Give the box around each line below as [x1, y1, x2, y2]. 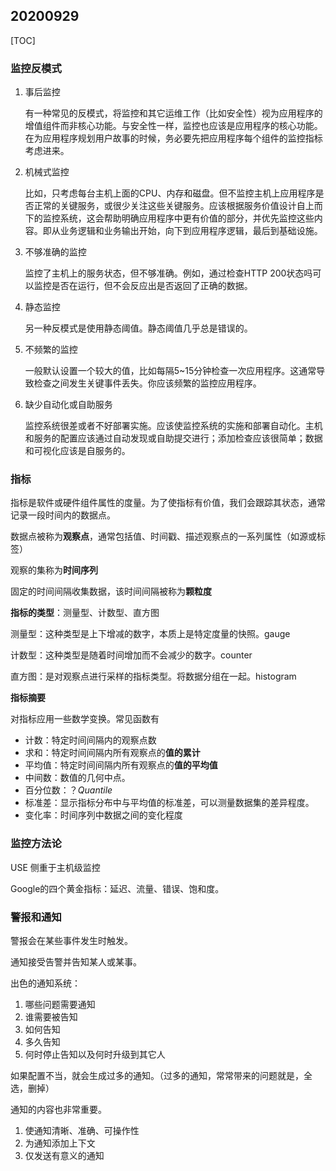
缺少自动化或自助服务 [24, 399, 113, 411]
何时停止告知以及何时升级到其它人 [24, 1049, 166, 1060]
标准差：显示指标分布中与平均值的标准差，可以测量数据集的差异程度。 [24, 797, 315, 809]
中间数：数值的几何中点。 [24, 772, 131, 784]
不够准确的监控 [24, 246, 87, 258]
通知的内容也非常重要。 [10, 1104, 107, 1115]
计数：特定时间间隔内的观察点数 [24, 734, 157, 746]
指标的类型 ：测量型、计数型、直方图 [10, 607, 160, 619]
